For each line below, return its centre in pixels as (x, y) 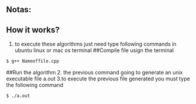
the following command (35, 85)
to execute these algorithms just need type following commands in (96, 44)
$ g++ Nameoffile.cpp (33, 61)
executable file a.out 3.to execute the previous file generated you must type (98, 79)
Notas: (19, 10)
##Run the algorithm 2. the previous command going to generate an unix (94, 73)
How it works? (33, 30)
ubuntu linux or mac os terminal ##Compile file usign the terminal (94, 50)
